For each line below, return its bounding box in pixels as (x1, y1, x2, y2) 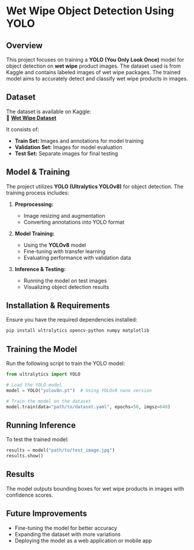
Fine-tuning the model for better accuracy (14, 524, 117, 532)
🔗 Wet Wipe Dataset (6, 114, 57, 121)
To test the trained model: (6, 436, 69, 443)
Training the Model (6, 344, 77, 354)
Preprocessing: (14, 201, 54, 208)
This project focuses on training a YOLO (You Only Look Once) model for (6, 56, 185, 63)
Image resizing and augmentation (23, 212, 105, 219)
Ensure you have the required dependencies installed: (6, 316, 138, 323)
